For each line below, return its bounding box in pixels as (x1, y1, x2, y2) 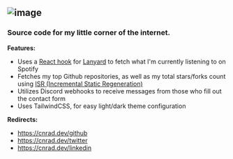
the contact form (17, 94, 66, 103)
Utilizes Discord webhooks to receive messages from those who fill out (17, 86, 222, 95)
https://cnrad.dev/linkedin (17, 144, 92, 152)
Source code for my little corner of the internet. (7, 28, 171, 38)
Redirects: (7, 115, 38, 123)
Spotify (17, 64, 38, 73)
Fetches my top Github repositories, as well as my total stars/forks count (17, 72, 226, 80)
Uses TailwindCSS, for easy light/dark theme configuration (17, 102, 186, 110)
